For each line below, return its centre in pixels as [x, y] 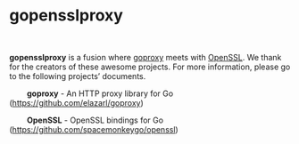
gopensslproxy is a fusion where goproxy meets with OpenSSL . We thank [145, 57]
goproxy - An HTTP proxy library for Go [100, 93]
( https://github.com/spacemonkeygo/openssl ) [94, 129]
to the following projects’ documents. [78, 76]
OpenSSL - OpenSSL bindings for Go [95, 120]
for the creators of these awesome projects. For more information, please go [150, 67]
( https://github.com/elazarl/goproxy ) [77, 102]
